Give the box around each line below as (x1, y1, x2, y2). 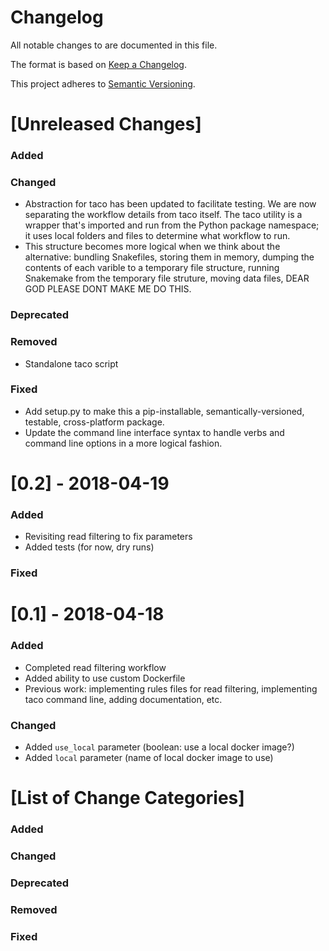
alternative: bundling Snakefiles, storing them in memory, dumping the (24, 251, 315, 263)
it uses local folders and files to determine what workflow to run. (24, 230, 291, 242)
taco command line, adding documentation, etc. (24, 693, 223, 705)
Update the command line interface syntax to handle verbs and (24, 426, 285, 438)
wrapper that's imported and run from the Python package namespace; (24, 219, 320, 231)
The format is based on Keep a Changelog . (10, 58, 187, 70)
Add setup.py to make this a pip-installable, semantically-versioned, (24, 405, 305, 417)
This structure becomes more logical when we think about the (24, 241, 281, 253)
